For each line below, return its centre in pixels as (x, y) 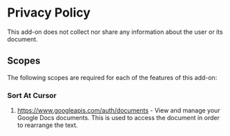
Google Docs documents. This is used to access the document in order (118, 118)
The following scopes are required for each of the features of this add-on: (112, 77)
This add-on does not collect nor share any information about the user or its (115, 32)
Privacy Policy (49, 13)
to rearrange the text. (47, 125)
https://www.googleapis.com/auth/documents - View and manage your (118, 110)
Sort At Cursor (32, 95)
